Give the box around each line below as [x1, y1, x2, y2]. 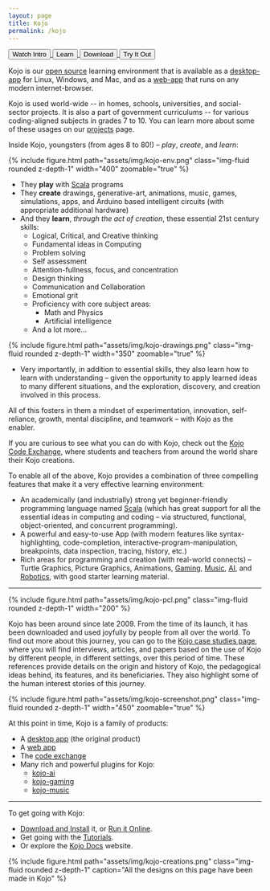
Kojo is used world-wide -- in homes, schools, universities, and [8, 99, 218, 108]
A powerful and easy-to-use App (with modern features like [19, 529, 218, 539]
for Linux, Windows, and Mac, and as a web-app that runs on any [22, 75, 239, 84]
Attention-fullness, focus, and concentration [31, 265, 178, 275]
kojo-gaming [31, 777, 75, 787]
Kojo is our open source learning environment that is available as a [8, 66, 229, 76]
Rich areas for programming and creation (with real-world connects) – [19, 555, 252, 565]
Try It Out [123, 50, 151, 59]
